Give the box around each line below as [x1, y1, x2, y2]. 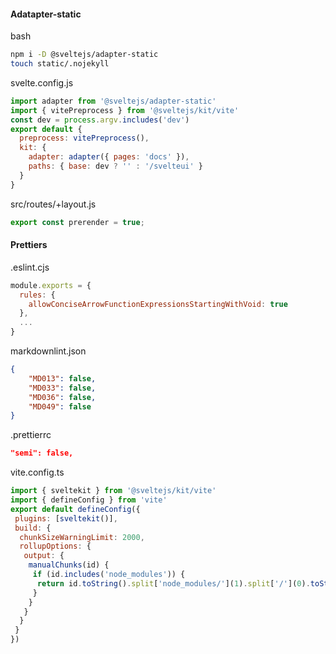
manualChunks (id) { [28, 560, 110, 570]
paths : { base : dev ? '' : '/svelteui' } [28, 161, 203, 172]
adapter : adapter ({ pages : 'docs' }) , [28, 152, 190, 162]
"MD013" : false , [28, 373, 97, 384]
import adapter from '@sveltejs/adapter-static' [10, 96, 217, 106]
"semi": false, [10, 448, 74, 459]
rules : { [19, 290, 56, 300]
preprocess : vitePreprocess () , [19, 133, 150, 144]
